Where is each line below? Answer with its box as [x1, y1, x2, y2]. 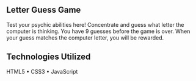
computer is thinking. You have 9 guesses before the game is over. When [6, 27, 191, 35]
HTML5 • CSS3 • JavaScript [6, 68, 78, 75]
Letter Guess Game [6, 5, 81, 15]
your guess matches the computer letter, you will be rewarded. [6, 33, 164, 41]
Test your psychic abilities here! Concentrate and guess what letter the [6, 21, 184, 28]
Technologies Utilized [6, 52, 91, 62]
